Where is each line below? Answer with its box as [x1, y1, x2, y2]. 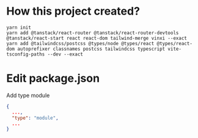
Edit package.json [6, 71, 100, 85]
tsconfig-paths [6, 51, 45, 57]
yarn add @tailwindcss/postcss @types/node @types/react [6, 40, 155, 46]
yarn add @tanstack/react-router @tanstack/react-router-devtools [6, 29, 179, 36]
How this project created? [6, 4, 141, 18]
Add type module [6, 92, 50, 99]
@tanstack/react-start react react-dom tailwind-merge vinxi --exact [6, 35, 188, 41]
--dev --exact [47, 51, 84, 57]
